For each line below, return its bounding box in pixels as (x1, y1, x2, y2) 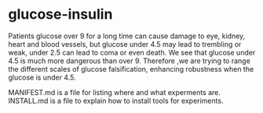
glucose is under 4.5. (8, 72, 76, 82)
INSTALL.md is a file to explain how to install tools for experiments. (8, 96, 224, 105)
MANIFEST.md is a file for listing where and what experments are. (8, 87, 221, 97)
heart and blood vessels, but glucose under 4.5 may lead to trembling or (8, 39, 242, 48)
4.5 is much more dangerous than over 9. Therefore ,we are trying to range (8, 56, 251, 65)
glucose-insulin (8, 5, 113, 23)
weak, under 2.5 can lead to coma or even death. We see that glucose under (8, 48, 256, 57)
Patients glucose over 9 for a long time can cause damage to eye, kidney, (8, 31, 246, 41)
